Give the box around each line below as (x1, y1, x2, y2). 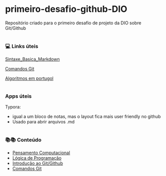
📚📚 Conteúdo (5, 136, 42, 143)
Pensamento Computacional (12, 150, 70, 156)
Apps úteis (5, 93, 32, 100)
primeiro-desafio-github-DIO (5, 3, 127, 15)
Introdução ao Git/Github (12, 160, 63, 166)
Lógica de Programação (12, 155, 62, 161)
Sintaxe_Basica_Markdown (5, 56, 60, 62)
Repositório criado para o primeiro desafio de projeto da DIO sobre (5, 20, 142, 26)
